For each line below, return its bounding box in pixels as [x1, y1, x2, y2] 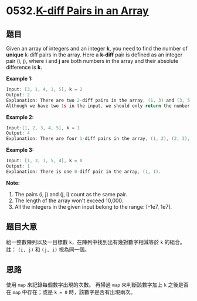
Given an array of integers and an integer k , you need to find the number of [6, 45, 188, 52]
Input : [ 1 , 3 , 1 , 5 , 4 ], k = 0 [6, 158, 83, 164]
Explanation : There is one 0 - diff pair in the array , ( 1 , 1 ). [6, 169, 161, 175]
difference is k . [6, 63, 42, 71]
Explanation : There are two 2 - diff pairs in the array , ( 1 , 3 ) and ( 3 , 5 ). [6, 97, 195, 103]
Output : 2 [6, 92, 30, 98]
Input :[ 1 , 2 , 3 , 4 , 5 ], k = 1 [6, 125, 80, 131]
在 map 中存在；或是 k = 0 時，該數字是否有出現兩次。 [6, 289, 136, 296]
